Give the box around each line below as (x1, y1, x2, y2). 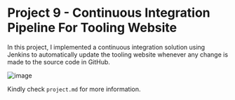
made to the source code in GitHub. (7, 57, 111, 66)
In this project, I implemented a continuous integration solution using (7, 43, 206, 51)
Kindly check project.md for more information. (7, 85, 142, 93)
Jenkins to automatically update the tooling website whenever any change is (7, 50, 229, 59)
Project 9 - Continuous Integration (7, 5, 210, 21)
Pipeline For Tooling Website (7, 20, 177, 36)
